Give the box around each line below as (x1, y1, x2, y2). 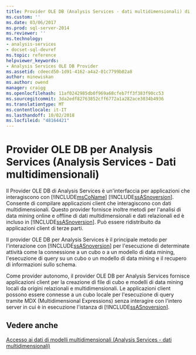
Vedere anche (6, 320, 59, 330)
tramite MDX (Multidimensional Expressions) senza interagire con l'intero (6, 297, 183, 305)
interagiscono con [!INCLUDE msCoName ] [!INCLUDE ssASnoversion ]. (6, 194, 174, 201)
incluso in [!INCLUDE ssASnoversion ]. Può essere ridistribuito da (6, 218, 161, 226)
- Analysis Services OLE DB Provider (6, 63, 99, 69)
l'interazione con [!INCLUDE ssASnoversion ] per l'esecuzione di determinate (6, 242, 190, 249)
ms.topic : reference (6, 52, 57, 58)
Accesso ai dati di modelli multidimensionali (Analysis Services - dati (6, 336, 172, 343)
